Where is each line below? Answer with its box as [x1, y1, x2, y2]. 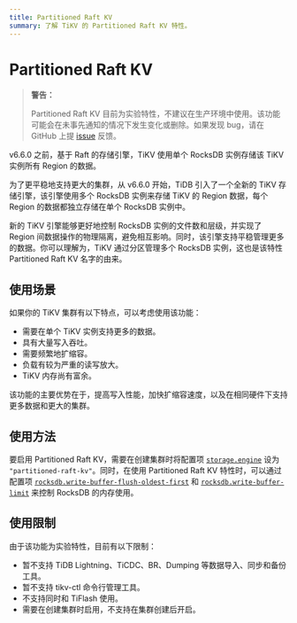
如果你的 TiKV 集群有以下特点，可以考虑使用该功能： [9, 308, 202, 318]
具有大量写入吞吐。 [21, 338, 93, 348]
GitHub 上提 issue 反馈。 [30, 130, 121, 142]
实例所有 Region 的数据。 [9, 160, 102, 171]
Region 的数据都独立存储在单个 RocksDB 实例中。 [9, 201, 190, 213]
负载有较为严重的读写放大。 [21, 360, 124, 370]
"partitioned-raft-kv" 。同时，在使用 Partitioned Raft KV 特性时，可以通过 [9, 465, 282, 476]
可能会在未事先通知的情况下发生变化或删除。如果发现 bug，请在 [30, 120, 265, 130]
